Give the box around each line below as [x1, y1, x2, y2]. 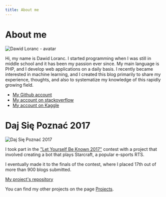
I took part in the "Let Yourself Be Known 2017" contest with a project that [5, 146, 157, 152]
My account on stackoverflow [12, 97, 74, 103]
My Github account [12, 91, 52, 98]
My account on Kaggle [12, 102, 59, 108]
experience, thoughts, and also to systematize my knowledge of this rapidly [5, 76, 161, 83]
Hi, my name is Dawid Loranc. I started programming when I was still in [5, 55, 151, 61]
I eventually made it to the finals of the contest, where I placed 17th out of [5, 161, 156, 167]
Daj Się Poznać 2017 [5, 120, 91, 131]
